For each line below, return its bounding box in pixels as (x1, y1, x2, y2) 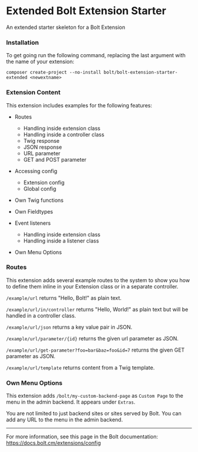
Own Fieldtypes (14, 208, 53, 215)
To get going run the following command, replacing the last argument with (6, 52, 186, 59)
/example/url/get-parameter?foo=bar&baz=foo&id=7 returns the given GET (6, 346, 185, 353)
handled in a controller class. (6, 312, 77, 319)
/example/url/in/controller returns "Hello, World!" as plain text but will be (6, 306, 189, 313)
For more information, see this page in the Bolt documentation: (6, 433, 158, 440)
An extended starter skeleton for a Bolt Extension (6, 24, 126, 31)
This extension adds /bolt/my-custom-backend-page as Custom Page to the (6, 392, 184, 399)
